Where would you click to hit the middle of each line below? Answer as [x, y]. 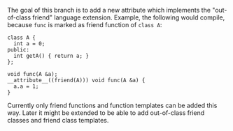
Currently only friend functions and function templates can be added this [112, 105]
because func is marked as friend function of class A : [85, 25]
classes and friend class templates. [58, 120]
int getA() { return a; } [51, 56]
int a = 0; [29, 44]
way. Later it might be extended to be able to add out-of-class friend [106, 113]
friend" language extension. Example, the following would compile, [129, 17]
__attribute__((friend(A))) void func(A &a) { [76, 80]
